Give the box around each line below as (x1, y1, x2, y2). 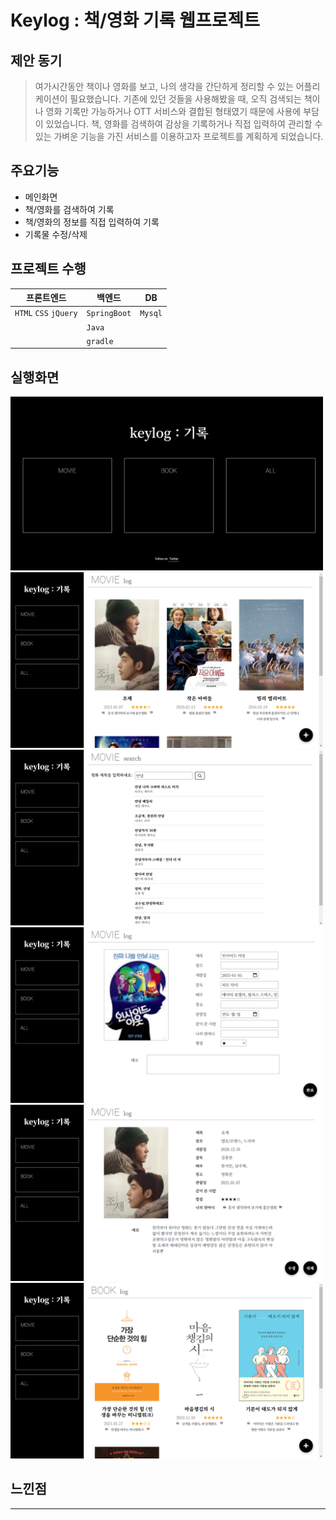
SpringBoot (86, 309, 132, 319)
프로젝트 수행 (10, 261, 87, 278)
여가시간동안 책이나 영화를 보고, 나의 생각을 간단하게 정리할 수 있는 (34, 81, 294, 92)
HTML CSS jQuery (14, 309, 78, 319)
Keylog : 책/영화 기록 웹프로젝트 (10, 9, 260, 32)
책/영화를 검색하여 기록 (24, 203, 115, 215)
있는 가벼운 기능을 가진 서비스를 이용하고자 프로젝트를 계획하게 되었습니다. (34, 131, 324, 142)
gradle (86, 336, 114, 346)
